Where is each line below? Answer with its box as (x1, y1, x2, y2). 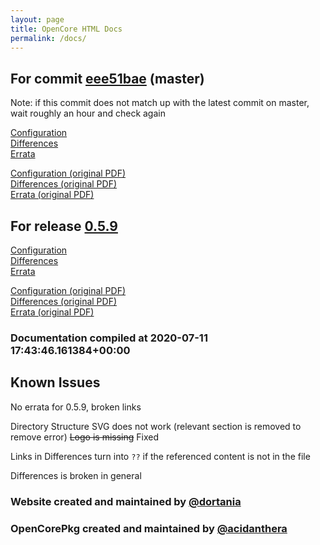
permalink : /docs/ (10, 33, 87, 43)
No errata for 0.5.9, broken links (10, 401, 142, 413)
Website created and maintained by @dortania (10, 494, 242, 508)
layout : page (10, 14, 65, 25)
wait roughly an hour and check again (10, 107, 166, 120)
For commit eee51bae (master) (10, 70, 205, 87)
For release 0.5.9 (10, 217, 118, 235)
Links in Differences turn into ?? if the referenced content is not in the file (10, 450, 311, 462)
